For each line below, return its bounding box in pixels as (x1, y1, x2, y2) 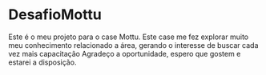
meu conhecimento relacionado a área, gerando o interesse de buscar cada (8, 40, 259, 49)
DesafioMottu (8, 6, 102, 24)
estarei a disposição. (8, 57, 77, 67)
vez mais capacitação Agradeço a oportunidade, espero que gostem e (8, 49, 241, 58)
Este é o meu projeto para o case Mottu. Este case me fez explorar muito (8, 32, 249, 41)
